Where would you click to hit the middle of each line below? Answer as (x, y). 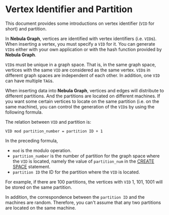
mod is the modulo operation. (42, 150)
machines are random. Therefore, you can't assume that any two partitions (83, 202)
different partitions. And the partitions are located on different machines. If (83, 96)
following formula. (24, 112)
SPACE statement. (31, 166)
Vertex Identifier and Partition (69, 9)
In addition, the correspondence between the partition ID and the (75, 197)
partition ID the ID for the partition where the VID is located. (76, 172)
